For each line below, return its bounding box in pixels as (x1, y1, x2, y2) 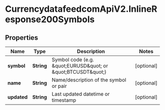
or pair (52, 82, 67, 89)
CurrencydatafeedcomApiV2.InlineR (5, 3, 158, 15)
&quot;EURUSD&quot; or (52, 62, 108, 69)
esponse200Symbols (5, 14, 95, 25)
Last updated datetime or (52, 91, 110, 97)
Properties (5, 33, 38, 42)
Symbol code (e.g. (52, 56, 94, 63)
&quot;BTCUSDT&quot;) (52, 69, 107, 75)
